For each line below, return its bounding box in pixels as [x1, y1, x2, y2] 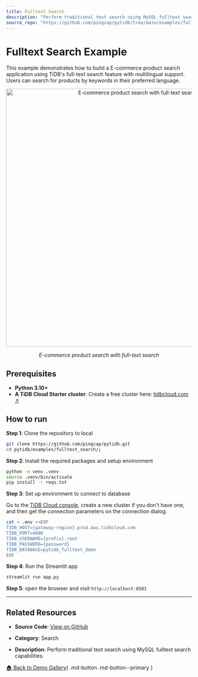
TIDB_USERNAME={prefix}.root [6, 535, 78, 541]
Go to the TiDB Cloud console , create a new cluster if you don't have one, [6, 502, 185, 509]
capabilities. [14, 652, 44, 659]
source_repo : [6, 19, 38, 25]
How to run [6, 414, 48, 424]
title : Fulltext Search [6, 8, 65, 15]
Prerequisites [6, 369, 57, 379]
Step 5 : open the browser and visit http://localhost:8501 [6, 585, 147, 592]
